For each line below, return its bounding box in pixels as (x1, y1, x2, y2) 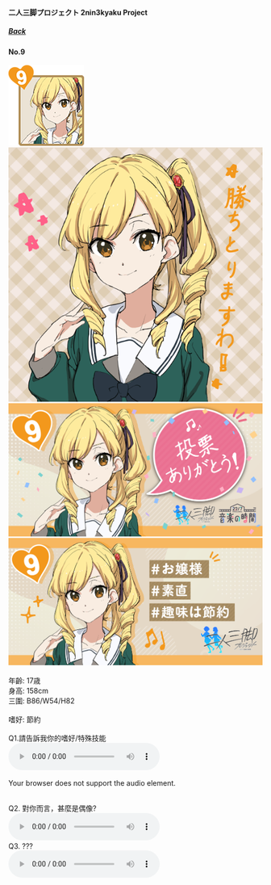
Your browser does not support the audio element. (8, 778, 176, 788)
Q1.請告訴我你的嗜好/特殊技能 (8, 733, 106, 743)
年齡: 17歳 (8, 676, 41, 686)
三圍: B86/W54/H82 (8, 696, 75, 706)
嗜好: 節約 (8, 715, 41, 724)
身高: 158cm (8, 686, 48, 696)
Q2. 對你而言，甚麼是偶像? (8, 803, 97, 813)
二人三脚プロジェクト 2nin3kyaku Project (8, 7, 148, 17)
